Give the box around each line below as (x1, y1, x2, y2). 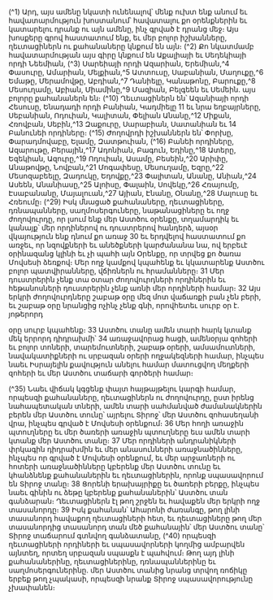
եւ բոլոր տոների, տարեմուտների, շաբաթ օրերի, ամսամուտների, (8, 342, 256, 352)
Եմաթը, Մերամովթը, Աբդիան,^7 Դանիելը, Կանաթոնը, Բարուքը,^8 (8, 76, 256, 85)
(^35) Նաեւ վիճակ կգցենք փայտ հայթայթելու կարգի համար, (8, 384, 236, 393)
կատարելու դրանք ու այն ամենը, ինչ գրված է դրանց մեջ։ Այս (8, 24, 239, 33)
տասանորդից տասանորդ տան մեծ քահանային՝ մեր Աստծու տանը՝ (8, 522, 265, 532)
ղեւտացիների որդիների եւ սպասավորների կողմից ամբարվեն (8, 540, 245, 549)
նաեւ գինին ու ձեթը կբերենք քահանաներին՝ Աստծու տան (8, 488, 228, 497)
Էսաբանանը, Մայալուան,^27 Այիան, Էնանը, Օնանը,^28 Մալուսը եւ (8, 189, 258, 198)
